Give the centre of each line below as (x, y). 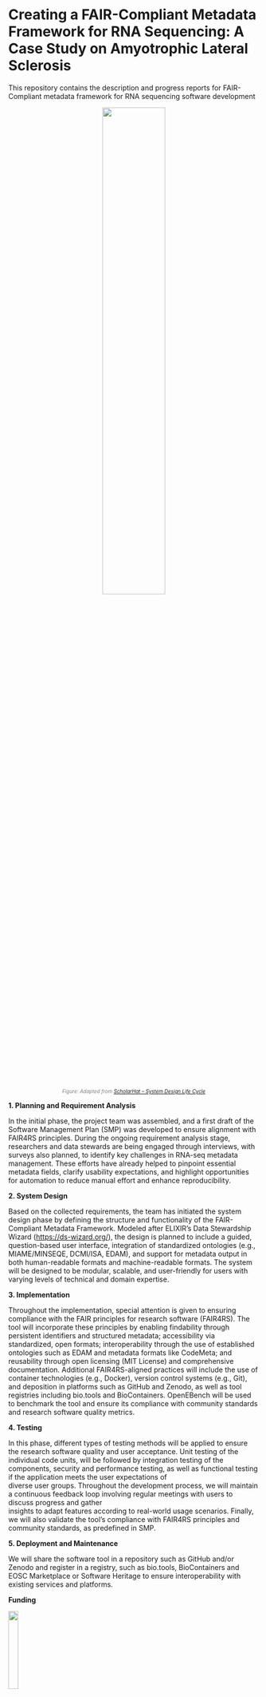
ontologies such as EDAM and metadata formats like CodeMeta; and (120, 1353)
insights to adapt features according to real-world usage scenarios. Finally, (131, 1511)
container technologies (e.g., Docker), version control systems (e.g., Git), (128, 1378)
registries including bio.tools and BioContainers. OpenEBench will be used (130, 1395)
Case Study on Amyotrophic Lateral (128, 49)
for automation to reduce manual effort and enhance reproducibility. (119, 1180)
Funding (22, 1600)
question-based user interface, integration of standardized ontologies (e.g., (132, 1245)
